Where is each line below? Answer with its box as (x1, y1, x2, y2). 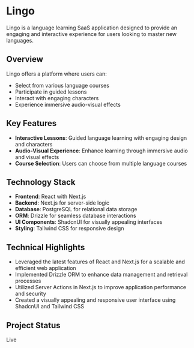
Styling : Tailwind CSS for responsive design (14, 225, 124, 232)
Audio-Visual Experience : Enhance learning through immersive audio (14, 147, 188, 154)
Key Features (6, 118, 57, 128)
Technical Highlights (6, 242, 85, 253)
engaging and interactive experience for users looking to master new (6, 30, 177, 37)
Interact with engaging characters (14, 94, 99, 101)
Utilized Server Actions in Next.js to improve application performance (14, 284, 187, 291)
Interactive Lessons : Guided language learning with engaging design (14, 134, 187, 142)
